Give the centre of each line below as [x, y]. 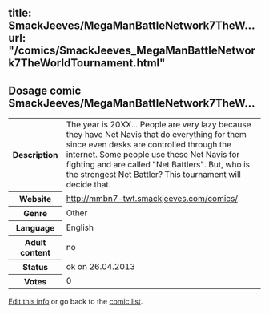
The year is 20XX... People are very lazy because [159, 125]
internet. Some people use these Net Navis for [153, 155]
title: [20, 13]
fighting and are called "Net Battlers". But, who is [158, 165]
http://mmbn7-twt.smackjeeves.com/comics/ [152, 198]
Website [35, 199]
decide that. [88, 185]
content [35, 252]
